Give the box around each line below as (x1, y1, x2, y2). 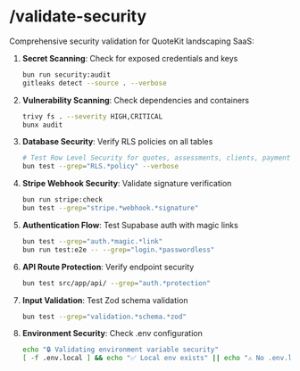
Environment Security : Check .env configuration (21, 328, 203, 339)
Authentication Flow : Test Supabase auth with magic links (21, 219, 238, 230)
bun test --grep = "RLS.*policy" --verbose (21, 162, 179, 171)
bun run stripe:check (21, 195, 103, 204)
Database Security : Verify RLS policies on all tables (21, 136, 213, 147)
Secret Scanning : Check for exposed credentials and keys (21, 53, 238, 63)
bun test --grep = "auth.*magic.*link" (21, 236, 163, 246)
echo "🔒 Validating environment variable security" (21, 345, 219, 354)
